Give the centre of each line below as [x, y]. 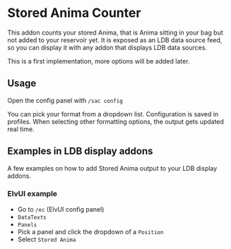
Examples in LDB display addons [80, 151]
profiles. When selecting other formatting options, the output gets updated [116, 121]
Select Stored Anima [47, 239]
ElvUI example [32, 194]
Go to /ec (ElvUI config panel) [61, 209]
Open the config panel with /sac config [65, 100]
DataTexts [32, 217]
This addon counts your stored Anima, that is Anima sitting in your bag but [115, 32]
